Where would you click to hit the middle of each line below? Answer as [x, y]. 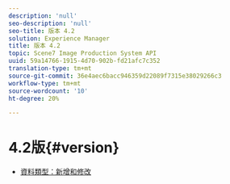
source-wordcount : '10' [48, 91]
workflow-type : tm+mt [45, 83]
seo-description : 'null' [50, 23]
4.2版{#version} [64, 148]
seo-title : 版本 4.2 [42, 31]
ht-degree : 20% [34, 98]
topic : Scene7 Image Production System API [83, 53]
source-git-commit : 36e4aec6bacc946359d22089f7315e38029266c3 [115, 76]
